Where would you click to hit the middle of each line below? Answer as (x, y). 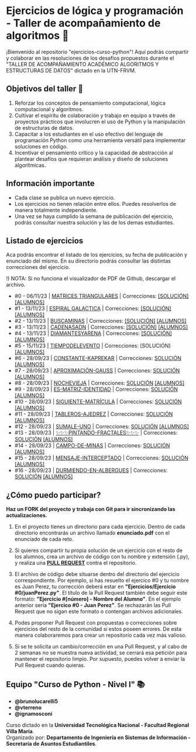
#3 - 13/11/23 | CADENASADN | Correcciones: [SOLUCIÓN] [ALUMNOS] (101, 327)
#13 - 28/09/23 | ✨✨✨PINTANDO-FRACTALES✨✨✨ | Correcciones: (96, 433)
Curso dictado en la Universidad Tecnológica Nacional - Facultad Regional (98, 725)
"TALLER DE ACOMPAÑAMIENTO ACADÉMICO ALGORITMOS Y (82, 64)
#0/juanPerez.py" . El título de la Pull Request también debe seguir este (101, 593)
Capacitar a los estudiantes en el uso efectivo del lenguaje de (89, 134)
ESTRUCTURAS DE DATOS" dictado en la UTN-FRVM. (71, 70)
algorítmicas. (30, 165)
